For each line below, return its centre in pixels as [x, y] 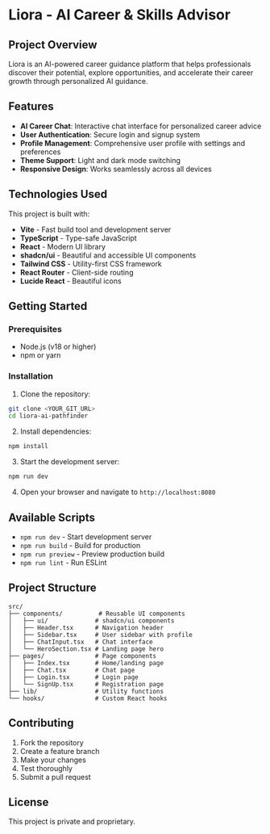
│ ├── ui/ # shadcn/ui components [91, 620]
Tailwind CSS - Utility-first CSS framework [91, 263]
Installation [31, 376]
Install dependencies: [56, 432]
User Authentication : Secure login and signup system [110, 134]
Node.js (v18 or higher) [58, 347]
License [29, 802]
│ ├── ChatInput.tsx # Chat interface [81, 642]
